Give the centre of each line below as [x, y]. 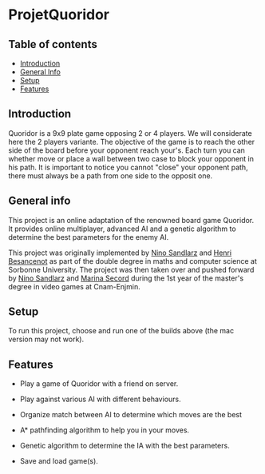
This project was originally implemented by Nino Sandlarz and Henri [120, 253]
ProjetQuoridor [59, 15]
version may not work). [46, 339]
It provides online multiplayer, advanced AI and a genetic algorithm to [123, 229]
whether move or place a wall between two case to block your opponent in [131, 158]
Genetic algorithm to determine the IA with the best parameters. [125, 446]
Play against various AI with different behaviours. [100, 399]
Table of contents [53, 44]
